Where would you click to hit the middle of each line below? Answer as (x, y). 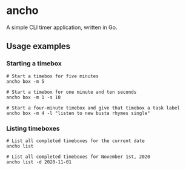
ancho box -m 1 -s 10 (34, 97)
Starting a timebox (34, 64)
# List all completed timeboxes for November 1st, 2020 (78, 157)
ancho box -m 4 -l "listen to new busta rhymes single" (78, 113)
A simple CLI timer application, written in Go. (62, 27)
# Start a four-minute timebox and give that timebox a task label (93, 108)
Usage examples (38, 46)
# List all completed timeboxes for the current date (76, 141)
